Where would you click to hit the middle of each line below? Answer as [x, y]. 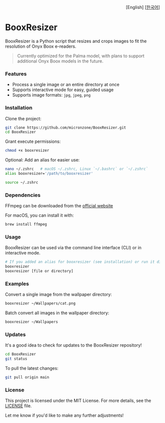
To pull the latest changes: [32, 368]
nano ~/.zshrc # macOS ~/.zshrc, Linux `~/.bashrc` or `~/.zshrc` [77, 169]
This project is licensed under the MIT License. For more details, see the [78, 401]
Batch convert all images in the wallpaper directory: [57, 313]
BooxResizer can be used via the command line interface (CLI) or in [73, 248]
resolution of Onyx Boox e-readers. [41, 46]
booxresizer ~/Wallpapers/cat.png [41, 304]
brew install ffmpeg [26, 225]
